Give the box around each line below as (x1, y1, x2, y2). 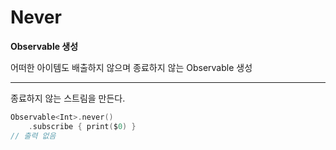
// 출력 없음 (10, 131, 57, 141)
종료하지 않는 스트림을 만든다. (10, 92, 126, 104)
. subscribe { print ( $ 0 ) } (28, 121, 137, 131)
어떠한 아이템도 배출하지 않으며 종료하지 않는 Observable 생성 (10, 61, 253, 73)
